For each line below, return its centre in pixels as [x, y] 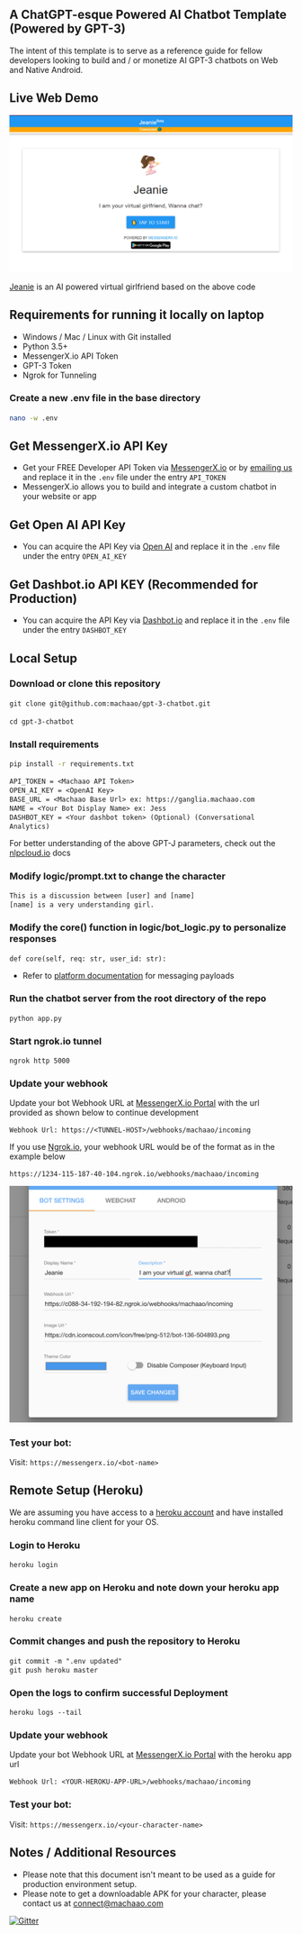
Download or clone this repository [85, 684]
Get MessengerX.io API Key [89, 447]
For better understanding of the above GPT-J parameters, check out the [142, 843]
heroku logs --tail [46, 1713]
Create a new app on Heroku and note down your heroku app [144, 1588]
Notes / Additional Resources [93, 1852]
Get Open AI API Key [67, 525]
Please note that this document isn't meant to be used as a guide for [149, 1875]
